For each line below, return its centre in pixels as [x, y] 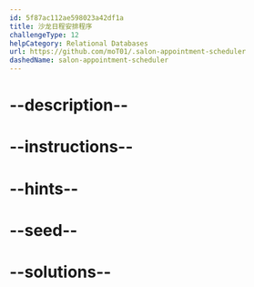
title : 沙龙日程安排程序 [51, 26]
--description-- [69, 105]
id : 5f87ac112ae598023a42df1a [67, 18]
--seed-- [44, 230]
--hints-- [44, 189]
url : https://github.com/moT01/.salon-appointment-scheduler [128, 52]
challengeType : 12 [44, 35]
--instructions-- [71, 147]
